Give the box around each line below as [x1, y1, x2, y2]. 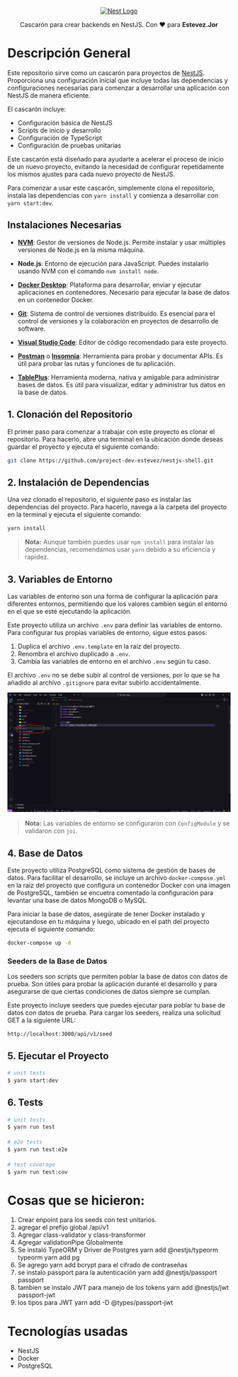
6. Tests [7, 1097, 44, 1109]
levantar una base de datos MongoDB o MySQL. [7, 896, 148, 904]
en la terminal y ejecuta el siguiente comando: [7, 510, 142, 519]
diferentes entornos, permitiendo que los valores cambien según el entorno [7, 599, 228, 608]
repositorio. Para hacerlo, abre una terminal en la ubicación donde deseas [7, 435, 223, 443]
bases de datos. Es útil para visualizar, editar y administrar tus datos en [17, 380, 225, 389]
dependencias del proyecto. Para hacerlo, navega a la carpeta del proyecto [7, 503, 227, 511]
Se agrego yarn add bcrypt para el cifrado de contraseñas [17, 1261, 188, 1269]
